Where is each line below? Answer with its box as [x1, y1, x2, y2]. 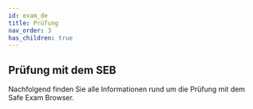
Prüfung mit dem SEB [8, 63, 117, 76]
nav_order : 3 [8, 26, 52, 34]
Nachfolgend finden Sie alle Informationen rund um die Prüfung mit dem [8, 84, 246, 94]
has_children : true [8, 33, 73, 42]
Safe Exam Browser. [8, 93, 74, 103]
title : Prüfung [8, 19, 59, 27]
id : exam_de [8, 11, 48, 20]
